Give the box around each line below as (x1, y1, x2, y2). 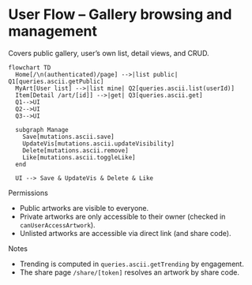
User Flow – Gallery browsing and (8, 6, 232, 24)
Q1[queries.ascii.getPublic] (8, 77, 104, 85)
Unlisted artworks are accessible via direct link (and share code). (19, 228, 231, 238)
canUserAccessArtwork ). (19, 219, 96, 230)
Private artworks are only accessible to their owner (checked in (19, 212, 226, 221)
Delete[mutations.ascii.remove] (22, 146, 129, 155)
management (8, 22, 97, 40)
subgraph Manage (15, 126, 69, 133)
